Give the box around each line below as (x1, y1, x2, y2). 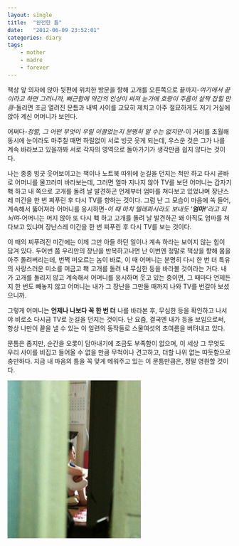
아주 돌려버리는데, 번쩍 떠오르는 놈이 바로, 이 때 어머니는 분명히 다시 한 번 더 (7, 255, 218, 263)
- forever (20, 64, 50, 71)
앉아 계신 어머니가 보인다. (7, 112, 78, 120)
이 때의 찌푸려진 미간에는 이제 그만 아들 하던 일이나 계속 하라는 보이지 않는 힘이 (7, 237, 225, 246)
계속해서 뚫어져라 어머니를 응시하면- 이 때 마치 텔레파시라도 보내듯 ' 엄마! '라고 (7, 204, 220, 213)
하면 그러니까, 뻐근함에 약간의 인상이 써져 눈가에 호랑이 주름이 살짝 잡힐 (26, 94, 224, 103)
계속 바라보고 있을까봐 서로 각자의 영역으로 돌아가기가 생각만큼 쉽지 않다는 (7, 145, 213, 153)
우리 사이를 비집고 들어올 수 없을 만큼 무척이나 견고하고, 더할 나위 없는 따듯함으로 (7, 347, 231, 356)
